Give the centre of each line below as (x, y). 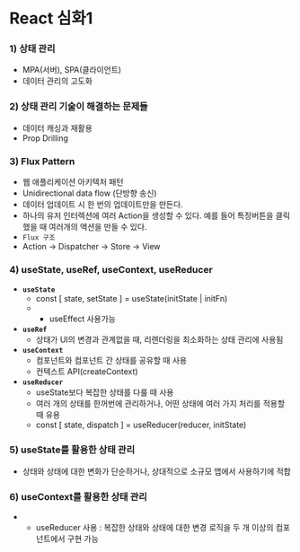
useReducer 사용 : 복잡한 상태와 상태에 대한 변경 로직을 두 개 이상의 (154, 527)
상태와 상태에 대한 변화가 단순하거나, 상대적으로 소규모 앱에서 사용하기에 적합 (157, 471)
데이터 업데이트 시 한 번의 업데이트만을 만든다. (103, 205)
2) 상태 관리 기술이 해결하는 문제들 (79, 107)
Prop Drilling (45, 138)
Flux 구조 (39, 238)
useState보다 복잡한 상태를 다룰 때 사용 (105, 392)
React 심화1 (51, 18)
